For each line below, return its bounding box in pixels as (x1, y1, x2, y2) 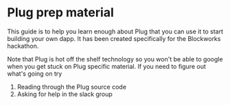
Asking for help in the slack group (16, 90, 113, 98)
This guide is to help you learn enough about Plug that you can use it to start (7, 27, 223, 35)
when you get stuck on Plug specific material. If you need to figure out (7, 62, 206, 70)
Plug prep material (7, 5, 115, 20)
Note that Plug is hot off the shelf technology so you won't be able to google (7, 55, 223, 63)
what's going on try (7, 70, 62, 78)
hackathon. (7, 42, 39, 50)
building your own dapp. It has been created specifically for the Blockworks (7, 34, 221, 42)
